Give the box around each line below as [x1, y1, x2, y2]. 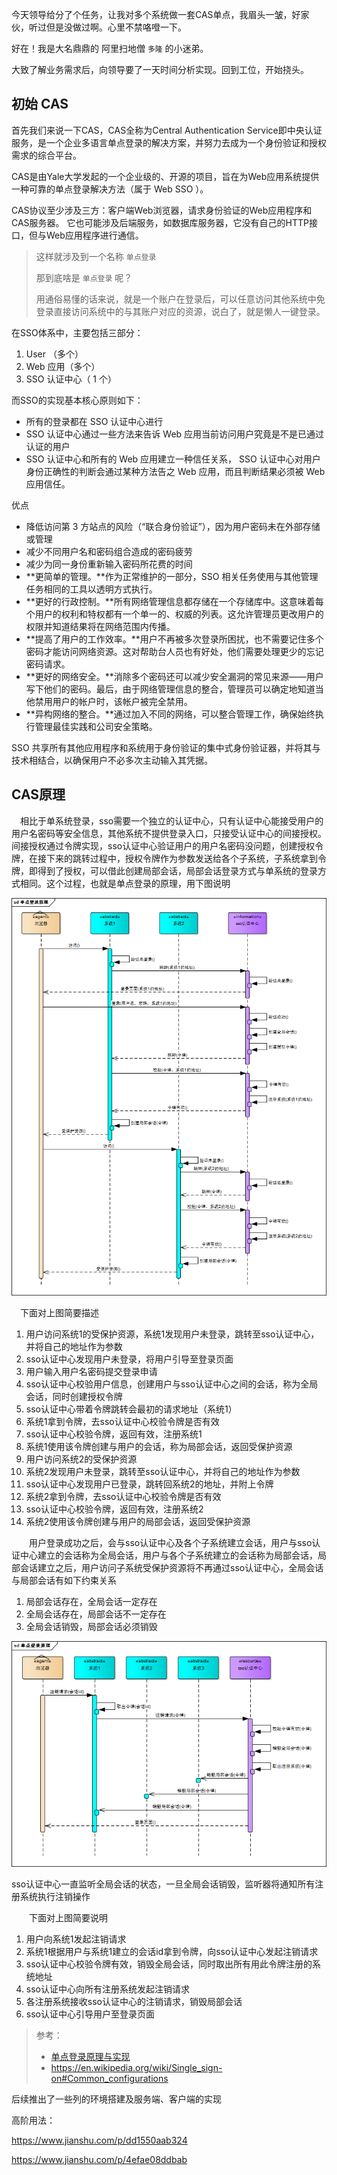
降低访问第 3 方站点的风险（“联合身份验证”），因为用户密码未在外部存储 [25, 520, 321, 532]
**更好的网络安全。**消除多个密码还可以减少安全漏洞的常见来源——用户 [25, 670, 324, 682]
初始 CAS [11, 96, 69, 113]
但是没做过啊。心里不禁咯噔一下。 [45, 21, 187, 33]
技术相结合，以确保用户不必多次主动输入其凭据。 [11, 754, 213, 766]
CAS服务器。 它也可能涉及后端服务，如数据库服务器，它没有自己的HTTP [11, 216, 309, 228]
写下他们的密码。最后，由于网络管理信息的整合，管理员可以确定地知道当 [25, 683, 324, 695]
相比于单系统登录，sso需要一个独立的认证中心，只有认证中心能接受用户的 [19, 814, 324, 827]
